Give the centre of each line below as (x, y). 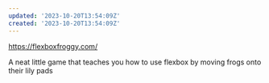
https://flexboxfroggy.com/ (53, 46)
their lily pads (31, 70)
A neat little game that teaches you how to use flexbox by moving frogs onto (135, 62)
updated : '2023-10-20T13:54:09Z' (64, 16)
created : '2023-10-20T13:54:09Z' (64, 23)
